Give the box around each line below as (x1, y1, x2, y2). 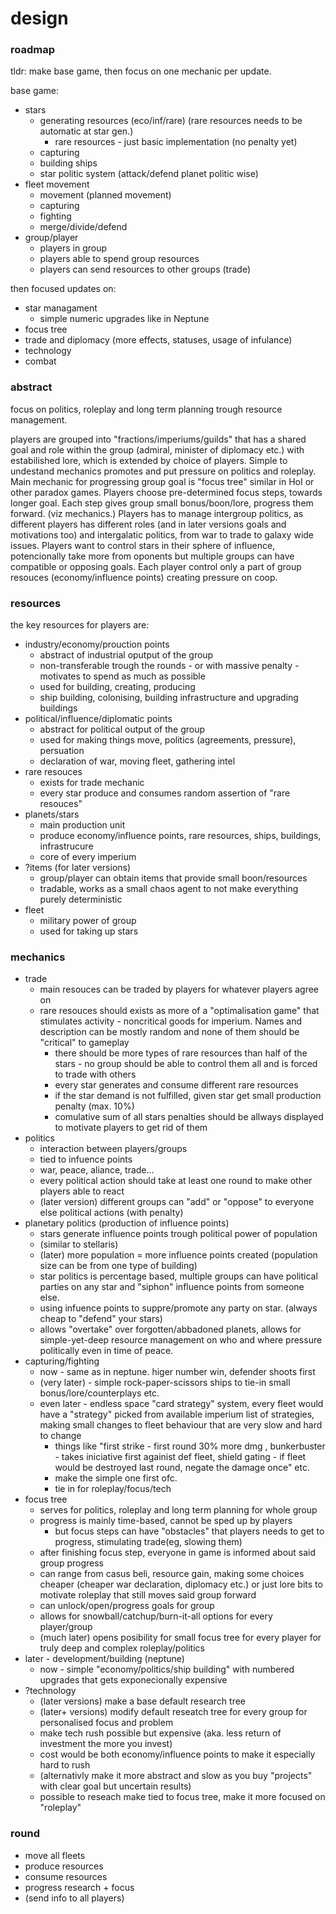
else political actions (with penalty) (39, 1207, 184, 1219)
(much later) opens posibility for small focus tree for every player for (39, 1632, 322, 1644)
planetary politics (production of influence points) (24, 1217, 230, 1229)
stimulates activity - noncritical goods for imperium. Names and (39, 1015, 303, 1027)
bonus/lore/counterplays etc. (39, 1387, 160, 1399)
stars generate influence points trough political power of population (39, 1228, 318, 1240)
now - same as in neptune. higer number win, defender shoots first (39, 1366, 316, 1378)
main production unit (39, 819, 126, 831)
